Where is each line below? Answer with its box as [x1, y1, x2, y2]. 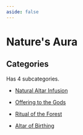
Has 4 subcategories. [6, 75, 60, 82]
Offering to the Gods [14, 98, 66, 106]
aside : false [6, 8, 39, 15]
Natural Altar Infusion [14, 87, 68, 94]
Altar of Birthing [14, 122, 55, 129]
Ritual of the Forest [14, 110, 62, 117]
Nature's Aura [6, 35, 78, 48]
